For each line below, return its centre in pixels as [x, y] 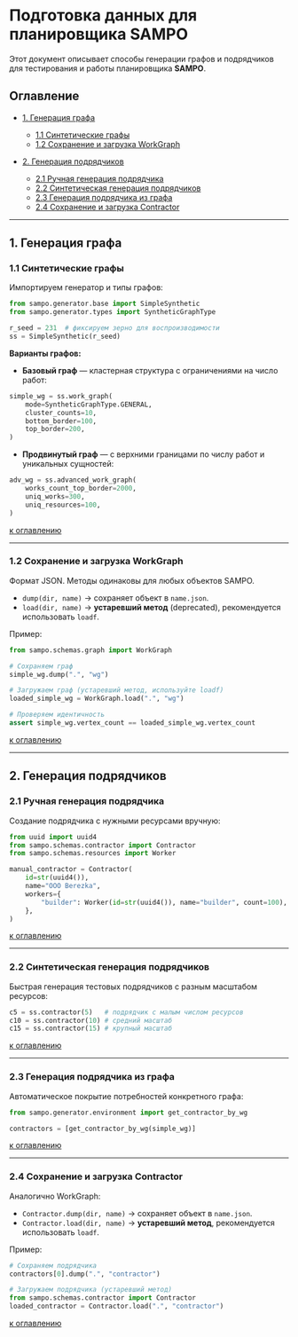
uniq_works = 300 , [55, 496]
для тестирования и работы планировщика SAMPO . [108, 68]
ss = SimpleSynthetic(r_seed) [65, 337]
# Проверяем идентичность [57, 715]
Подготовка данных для [103, 16]
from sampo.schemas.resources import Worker [93, 853]
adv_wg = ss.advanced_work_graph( [73, 480]
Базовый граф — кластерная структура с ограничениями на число [150, 370]
